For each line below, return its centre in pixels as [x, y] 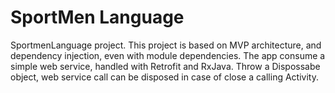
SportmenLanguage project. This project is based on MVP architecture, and [166, 45]
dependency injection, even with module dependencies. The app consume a [168, 55]
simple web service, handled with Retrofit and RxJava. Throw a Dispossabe [165, 66]
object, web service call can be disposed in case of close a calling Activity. [164, 77]
